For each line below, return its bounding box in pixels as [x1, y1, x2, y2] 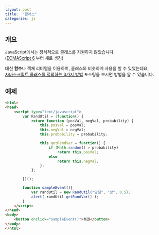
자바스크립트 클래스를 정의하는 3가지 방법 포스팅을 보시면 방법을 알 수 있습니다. [5, 71, 154, 78]
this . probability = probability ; [39, 132, 108, 137]
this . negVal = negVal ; [39, 127, 86, 133]
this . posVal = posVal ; [39, 123, 86, 128]
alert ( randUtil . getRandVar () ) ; [31, 194, 99, 199]
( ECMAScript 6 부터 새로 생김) [5, 55, 64, 61]
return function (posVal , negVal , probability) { [31, 118, 134, 123]
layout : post [5, 7, 32, 12]
